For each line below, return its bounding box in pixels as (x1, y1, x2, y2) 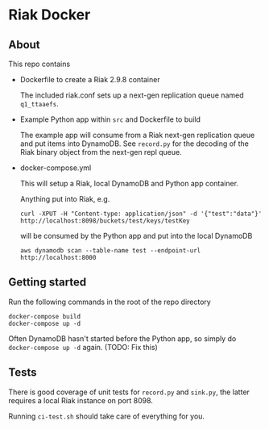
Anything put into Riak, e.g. (19, 194, 110, 203)
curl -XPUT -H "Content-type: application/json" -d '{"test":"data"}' (19, 210, 263, 218)
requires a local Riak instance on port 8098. (8, 395, 153, 405)
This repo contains (8, 59, 71, 69)
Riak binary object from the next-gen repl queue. (19, 148, 183, 156)
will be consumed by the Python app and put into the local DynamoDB (19, 231, 253, 240)
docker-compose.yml (19, 163, 92, 173)
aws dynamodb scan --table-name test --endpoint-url (19, 247, 201, 255)
